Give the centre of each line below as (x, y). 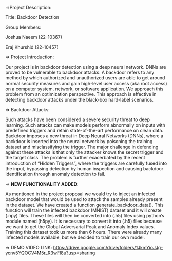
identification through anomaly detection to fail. (55, 174)
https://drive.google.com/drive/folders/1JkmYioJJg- (108, 247)
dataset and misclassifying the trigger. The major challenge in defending (82, 147)
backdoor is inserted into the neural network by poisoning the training (79, 141)
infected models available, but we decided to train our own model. (75, 237)
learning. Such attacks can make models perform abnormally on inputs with (85, 125)
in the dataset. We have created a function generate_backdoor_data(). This (84, 205)
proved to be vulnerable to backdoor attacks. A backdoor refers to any (80, 72)
